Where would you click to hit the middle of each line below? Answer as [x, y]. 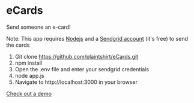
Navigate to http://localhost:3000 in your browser [76, 82]
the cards [18, 45]
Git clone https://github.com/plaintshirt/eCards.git [77, 56]
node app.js [29, 75]
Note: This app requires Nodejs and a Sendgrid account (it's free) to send [97, 38]
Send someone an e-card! [38, 27]
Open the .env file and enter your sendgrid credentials [82, 69]
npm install [29, 63]
